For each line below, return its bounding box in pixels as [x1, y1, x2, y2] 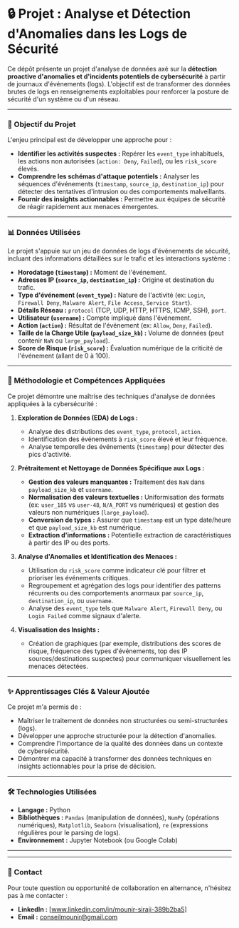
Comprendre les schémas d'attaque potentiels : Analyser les [17, 172, 200, 181]
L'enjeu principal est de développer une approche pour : [7, 136, 172, 144]
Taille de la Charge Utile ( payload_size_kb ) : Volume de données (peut [17, 328, 224, 337]
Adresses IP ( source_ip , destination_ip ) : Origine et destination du [17, 276, 215, 284]
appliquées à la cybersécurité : [7, 399, 98, 408]
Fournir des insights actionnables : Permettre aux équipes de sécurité [17, 195, 225, 203]
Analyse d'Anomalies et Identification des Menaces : [17, 552, 178, 560]
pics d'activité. [28, 450, 72, 458]
